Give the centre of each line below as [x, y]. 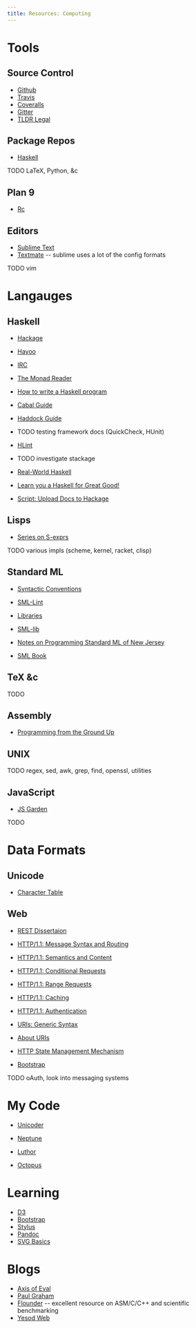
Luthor [27, 1151]
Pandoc [28, 1234]
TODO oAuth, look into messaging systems [68, 1077]
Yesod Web [33, 1318]
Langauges [40, 296]
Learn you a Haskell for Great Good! [68, 485]
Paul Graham [36, 1296]
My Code [34, 1105]
